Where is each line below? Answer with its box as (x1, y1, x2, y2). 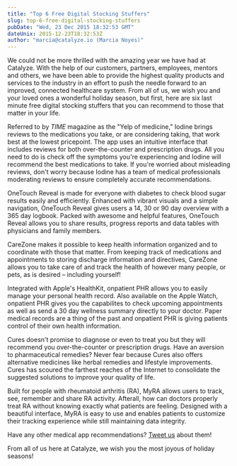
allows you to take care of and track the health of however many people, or (7, 263, 226, 271)
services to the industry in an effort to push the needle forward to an (7, 79, 207, 87)
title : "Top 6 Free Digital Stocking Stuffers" (7, 10, 151, 18)
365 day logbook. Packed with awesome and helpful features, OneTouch (7, 212, 219, 220)
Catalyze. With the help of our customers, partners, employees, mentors (7, 64, 218, 72)
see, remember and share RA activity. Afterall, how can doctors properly (7, 394, 218, 403)
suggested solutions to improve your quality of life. (7, 373, 156, 382)
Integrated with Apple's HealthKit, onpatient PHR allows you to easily (7, 284, 208, 292)
